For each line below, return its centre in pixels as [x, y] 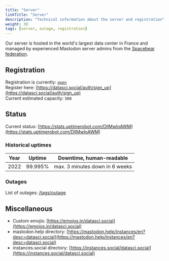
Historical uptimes [28, 145]
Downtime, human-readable [93, 158]
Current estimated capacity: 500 [39, 98]
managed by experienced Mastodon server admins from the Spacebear [80, 49]
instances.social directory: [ [42, 248]
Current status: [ [22, 126]
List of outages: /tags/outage [36, 193]
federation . [17, 54]
